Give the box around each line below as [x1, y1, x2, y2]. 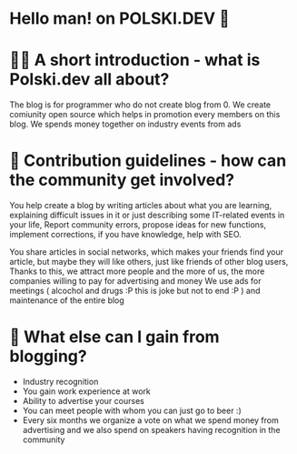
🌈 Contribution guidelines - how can [9, 150, 287, 171]
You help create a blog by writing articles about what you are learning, [9, 200, 272, 211]
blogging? [9, 346, 88, 367]
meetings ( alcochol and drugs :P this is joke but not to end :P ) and [9, 286, 261, 297]
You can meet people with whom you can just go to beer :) [22, 405, 243, 416]
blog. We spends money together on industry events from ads [9, 118, 242, 130]
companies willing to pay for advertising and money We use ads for [9, 276, 262, 287]
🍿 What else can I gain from [9, 327, 220, 348]
